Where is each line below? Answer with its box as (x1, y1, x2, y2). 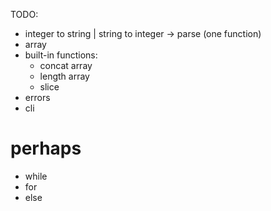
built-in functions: (24, 49, 98, 61)
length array (39, 70, 90, 82)
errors (24, 92, 51, 103)
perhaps (10, 137, 82, 160)
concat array (39, 60, 93, 71)
